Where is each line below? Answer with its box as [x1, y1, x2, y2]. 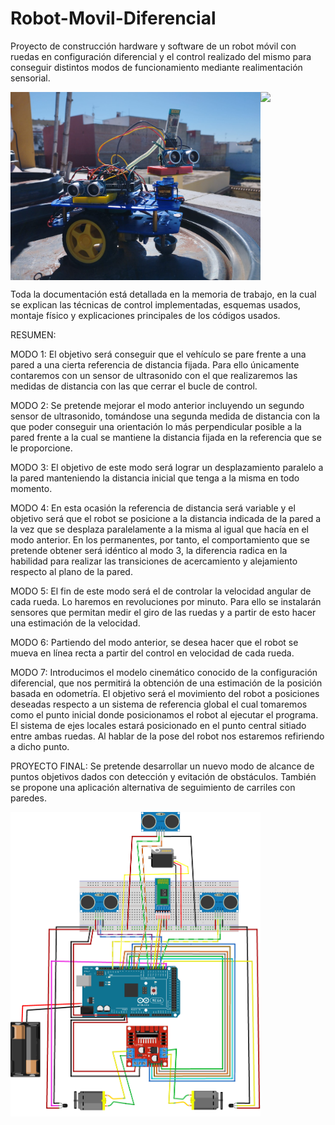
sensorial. [10, 72, 51, 84]
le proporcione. [10, 442, 73, 454]
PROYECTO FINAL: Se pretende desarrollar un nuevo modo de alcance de [10, 760, 315, 772]
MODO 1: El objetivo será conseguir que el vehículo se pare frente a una [10, 348, 307, 361]
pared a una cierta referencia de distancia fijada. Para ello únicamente [10, 359, 300, 371]
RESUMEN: [10, 329, 57, 341]
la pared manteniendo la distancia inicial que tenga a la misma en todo [10, 472, 300, 484]
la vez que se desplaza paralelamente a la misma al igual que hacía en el [10, 523, 310, 536]
